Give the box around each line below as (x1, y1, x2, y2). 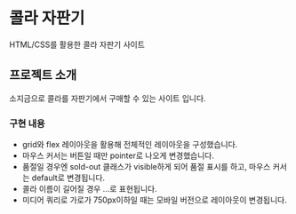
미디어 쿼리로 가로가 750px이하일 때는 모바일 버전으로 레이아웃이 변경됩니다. (21, 194, 287, 205)
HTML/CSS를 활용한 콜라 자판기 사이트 (9, 39, 145, 50)
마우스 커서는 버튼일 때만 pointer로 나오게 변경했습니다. (21, 150, 215, 161)
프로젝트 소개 (9, 67, 77, 83)
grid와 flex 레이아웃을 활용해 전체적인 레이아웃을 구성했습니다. (21, 139, 238, 150)
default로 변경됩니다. (31, 172, 105, 183)
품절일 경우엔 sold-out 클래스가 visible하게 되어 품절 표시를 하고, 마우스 (21, 162, 271, 172)
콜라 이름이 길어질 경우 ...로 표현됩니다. (21, 184, 157, 194)
